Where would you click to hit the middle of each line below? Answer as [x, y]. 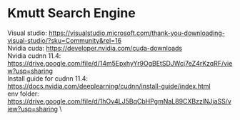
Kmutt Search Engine [71, 13]
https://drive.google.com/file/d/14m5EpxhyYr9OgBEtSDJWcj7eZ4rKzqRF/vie [120, 63]
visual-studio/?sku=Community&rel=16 [65, 40]
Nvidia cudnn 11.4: [34, 56]
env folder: [23, 94]
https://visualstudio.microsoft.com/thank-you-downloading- [137, 33]
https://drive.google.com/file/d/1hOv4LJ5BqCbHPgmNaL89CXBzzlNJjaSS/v [120, 101]
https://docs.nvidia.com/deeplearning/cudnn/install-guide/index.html [109, 86]
